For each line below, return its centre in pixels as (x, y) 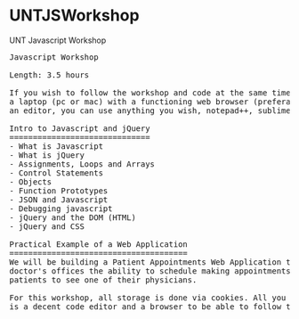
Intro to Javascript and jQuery (80, 128)
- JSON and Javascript (59, 200)
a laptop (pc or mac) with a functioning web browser (129, 102)
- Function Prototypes (59, 191)
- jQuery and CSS (47, 226)
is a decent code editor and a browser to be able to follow (145, 307)
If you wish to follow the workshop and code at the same (138, 93)
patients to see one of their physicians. (103, 280)
